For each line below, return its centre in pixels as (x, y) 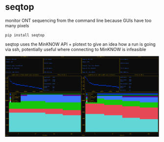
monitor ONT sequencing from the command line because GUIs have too (78, 20)
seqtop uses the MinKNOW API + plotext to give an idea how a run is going (80, 44)
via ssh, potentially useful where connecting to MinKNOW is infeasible (76, 49)
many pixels (17, 25)
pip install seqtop (25, 35)
